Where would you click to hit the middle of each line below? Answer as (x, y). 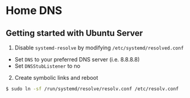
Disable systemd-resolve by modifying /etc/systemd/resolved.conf (99, 47)
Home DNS (34, 11)
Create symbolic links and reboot (56, 78)
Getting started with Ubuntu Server (74, 33)
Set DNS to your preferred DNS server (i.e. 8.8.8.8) (77, 59)
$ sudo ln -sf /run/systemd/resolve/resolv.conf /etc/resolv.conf (92, 89)
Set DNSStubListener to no (47, 66)
